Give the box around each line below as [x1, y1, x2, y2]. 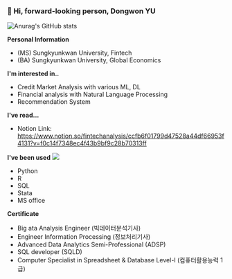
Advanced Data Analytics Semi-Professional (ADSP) [17, 240, 166, 249]
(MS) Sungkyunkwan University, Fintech [17, 48, 132, 57]
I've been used [7, 154, 51, 162]
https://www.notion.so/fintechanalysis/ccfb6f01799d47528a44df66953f [17, 132, 225, 141]
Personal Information [7, 35, 69, 44]
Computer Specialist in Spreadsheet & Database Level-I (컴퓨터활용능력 [17, 256, 220, 264]
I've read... [7, 111, 39, 120]
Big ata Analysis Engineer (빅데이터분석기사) [17, 224, 141, 233]
